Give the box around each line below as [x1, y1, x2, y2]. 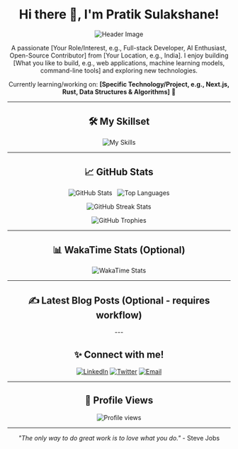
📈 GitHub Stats [84, 166, 154, 178]
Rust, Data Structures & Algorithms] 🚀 [62, 87, 176, 96]
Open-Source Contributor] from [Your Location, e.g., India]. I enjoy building [9, 51, 229, 60]
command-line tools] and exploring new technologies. [40, 66, 198, 74]
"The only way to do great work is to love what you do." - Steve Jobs [18, 433, 220, 442]
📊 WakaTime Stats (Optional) [52, 244, 186, 256]
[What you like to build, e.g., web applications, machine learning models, [13, 58, 225, 67]
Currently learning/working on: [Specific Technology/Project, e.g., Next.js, [8, 79, 230, 88]
